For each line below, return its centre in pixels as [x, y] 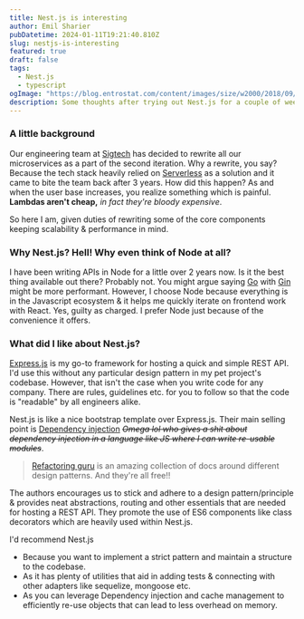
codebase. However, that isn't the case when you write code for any [137, 382]
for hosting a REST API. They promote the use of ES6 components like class [151, 512]
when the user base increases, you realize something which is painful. [140, 192]
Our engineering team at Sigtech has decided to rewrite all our [125, 153]
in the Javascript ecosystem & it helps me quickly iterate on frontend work [148, 301]
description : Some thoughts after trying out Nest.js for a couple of [145, 102]
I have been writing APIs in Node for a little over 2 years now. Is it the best [147, 272]
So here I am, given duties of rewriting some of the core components [138, 219]
